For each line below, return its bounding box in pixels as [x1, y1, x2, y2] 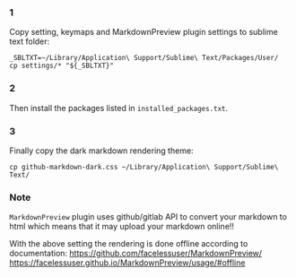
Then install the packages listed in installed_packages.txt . [9, 102, 229, 113]
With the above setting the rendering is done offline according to [9, 238, 248, 249]
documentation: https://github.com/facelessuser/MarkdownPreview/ [9, 248, 263, 259]
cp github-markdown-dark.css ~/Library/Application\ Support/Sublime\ [9, 162, 279, 171]
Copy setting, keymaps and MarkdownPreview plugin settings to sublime [9, 27, 278, 38]
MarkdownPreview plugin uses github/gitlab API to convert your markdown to [9, 212, 287, 222]
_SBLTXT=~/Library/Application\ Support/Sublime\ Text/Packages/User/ [9, 54, 279, 63]
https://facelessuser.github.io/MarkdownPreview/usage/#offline [9, 257, 246, 268]
